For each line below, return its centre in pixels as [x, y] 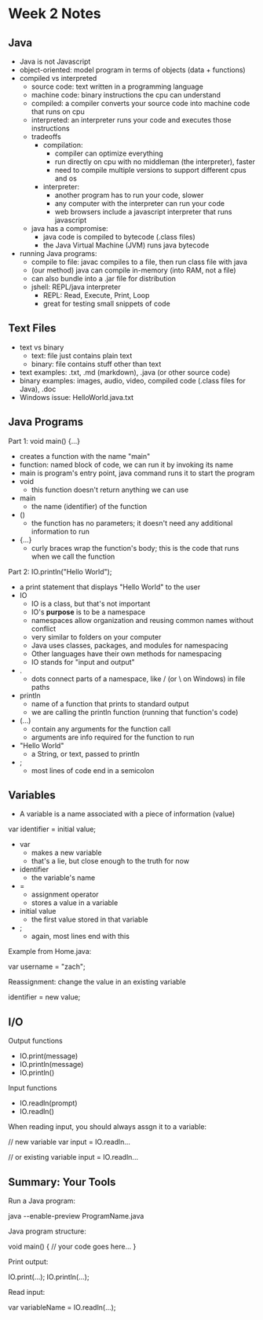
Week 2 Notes [55, 14]
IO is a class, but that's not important [91, 603]
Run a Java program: [42, 1201]
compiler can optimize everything [109, 153]
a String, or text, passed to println [85, 753]
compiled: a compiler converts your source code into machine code [141, 103]
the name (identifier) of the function [89, 506]
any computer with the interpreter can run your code [140, 203]
